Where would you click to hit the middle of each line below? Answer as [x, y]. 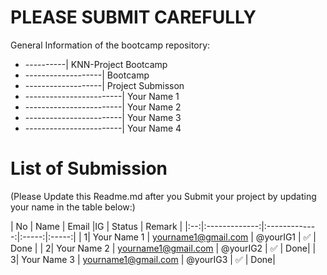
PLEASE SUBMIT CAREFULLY [133, 17]
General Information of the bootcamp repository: [110, 45]
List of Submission [89, 168]
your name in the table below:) [73, 207]
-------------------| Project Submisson [104, 85]
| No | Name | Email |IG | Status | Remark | [96, 226]
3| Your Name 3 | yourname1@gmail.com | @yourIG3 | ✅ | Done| [143, 259]
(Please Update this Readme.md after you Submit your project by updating [163, 196]
